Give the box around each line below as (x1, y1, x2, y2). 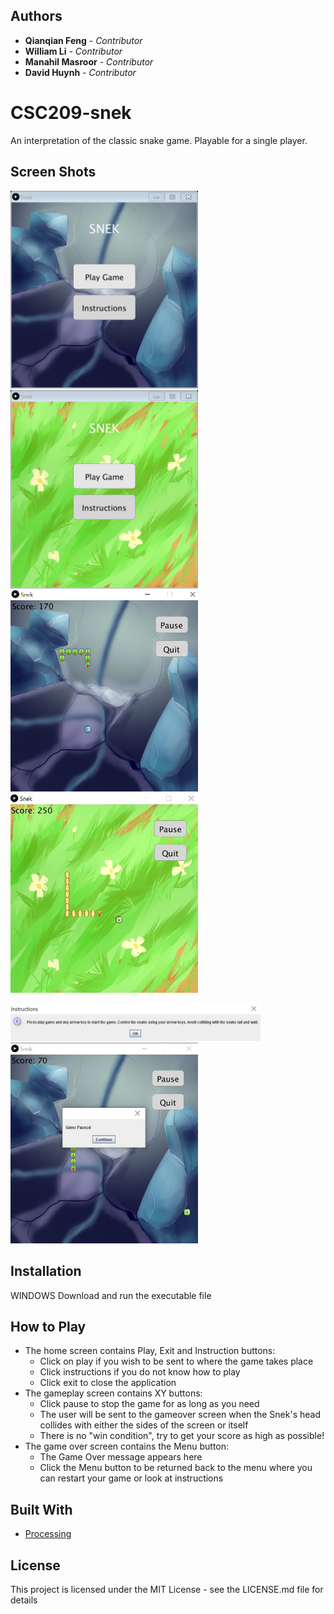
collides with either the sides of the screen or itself (39, 1419, 249, 1431)
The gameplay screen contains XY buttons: (24, 1387, 203, 1399)
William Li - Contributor (24, 45, 123, 57)
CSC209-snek (10, 102, 132, 124)
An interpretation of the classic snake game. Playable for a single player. (10, 134, 308, 146)
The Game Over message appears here (39, 1451, 203, 1463)
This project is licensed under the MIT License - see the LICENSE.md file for (10, 1583, 324, 1595)
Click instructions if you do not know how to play (39, 1366, 241, 1378)
